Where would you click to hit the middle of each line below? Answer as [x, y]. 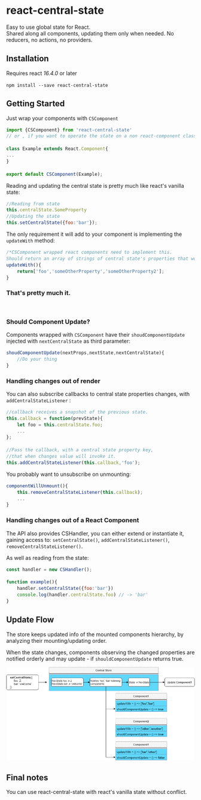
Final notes [27, 777]
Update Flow [30, 620]
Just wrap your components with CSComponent [62, 118]
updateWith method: [31, 241]
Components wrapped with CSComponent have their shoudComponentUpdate [96, 335]
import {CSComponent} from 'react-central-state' [69, 130]
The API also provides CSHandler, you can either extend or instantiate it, [95, 533]
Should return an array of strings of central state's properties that [97, 259]
